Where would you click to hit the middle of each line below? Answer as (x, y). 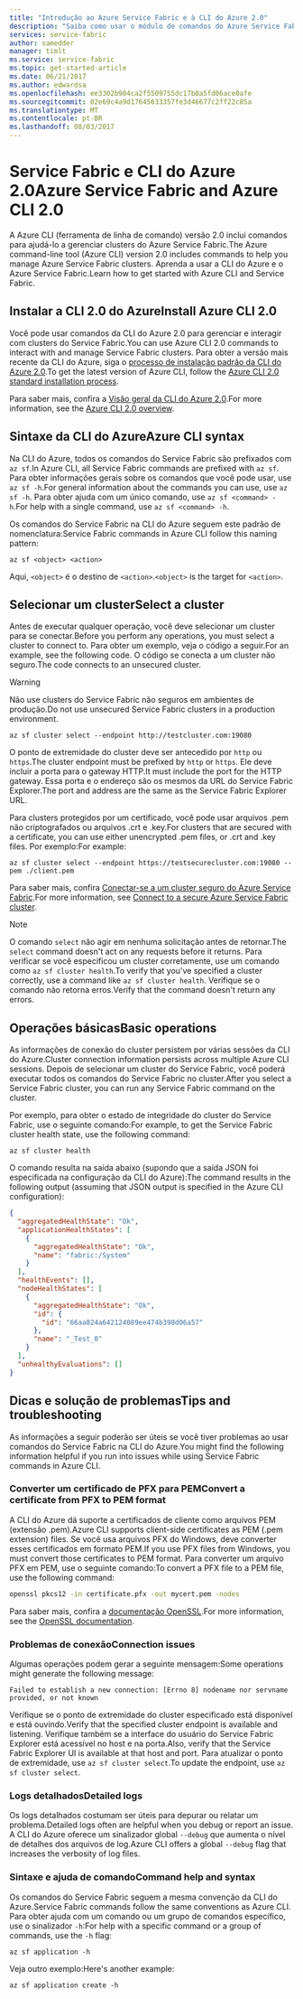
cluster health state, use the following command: (100, 1135)
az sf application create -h (64, 1985)
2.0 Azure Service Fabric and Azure (144, 191)
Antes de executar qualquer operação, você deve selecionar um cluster (142, 626)
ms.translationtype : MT (54, 110)
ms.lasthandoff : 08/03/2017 (62, 127)
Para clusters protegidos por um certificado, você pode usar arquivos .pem (149, 817)
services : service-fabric (58, 34)
